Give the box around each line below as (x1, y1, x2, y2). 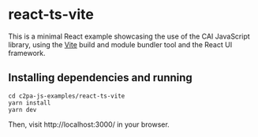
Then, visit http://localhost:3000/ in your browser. (8, 120, 170, 129)
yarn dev (8, 106, 37, 113)
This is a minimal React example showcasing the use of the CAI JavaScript (8, 31, 250, 41)
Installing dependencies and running (8, 71, 193, 84)
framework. (8, 48, 46, 57)
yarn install (8, 98, 51, 107)
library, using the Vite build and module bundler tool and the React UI (8, 39, 233, 49)
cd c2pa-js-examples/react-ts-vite (8, 92, 125, 100)
